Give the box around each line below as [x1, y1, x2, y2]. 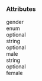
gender [6, 19, 24, 26]
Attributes [6, 5, 36, 13]
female [6, 70, 23, 77]
